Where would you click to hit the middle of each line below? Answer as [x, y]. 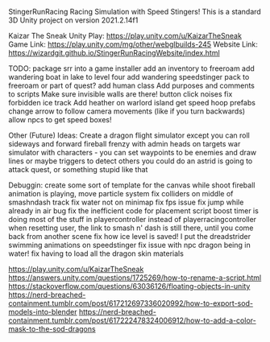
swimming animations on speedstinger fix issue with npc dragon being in [130, 245]
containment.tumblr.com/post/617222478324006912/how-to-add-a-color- [132, 320]
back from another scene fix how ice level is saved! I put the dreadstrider [130, 236]
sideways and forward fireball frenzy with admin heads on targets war [125, 144]
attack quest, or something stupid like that [78, 169]
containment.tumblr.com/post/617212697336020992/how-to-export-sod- [131, 303]
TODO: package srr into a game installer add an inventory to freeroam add [132, 68]
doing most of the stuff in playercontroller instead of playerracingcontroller [132, 219]
